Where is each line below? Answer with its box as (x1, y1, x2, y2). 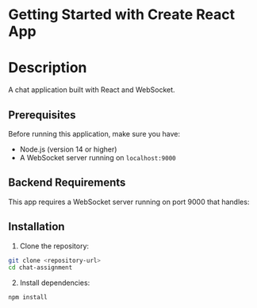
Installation (8, 220, 65, 233)
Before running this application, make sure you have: (8, 129, 181, 138)
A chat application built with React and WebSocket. (8, 85, 176, 94)
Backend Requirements (8, 176, 126, 190)
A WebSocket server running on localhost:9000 (19, 152, 176, 162)
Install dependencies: (19, 278, 90, 287)
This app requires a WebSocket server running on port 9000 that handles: (8, 197, 250, 206)
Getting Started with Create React (8, 6, 236, 24)
